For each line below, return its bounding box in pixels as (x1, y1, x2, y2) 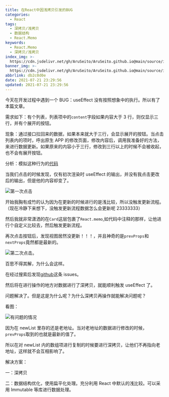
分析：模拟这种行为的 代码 (5, 160, 58, 166)
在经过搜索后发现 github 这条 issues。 (5, 271, 81, 277)
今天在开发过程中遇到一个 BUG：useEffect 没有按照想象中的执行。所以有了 (5, 97, 160, 103)
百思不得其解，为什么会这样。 (5, 260, 67, 267)
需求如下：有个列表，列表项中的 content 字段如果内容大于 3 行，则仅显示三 (5, 114, 158, 120)
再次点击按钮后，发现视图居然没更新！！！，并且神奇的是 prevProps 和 (5, 233, 149, 239)
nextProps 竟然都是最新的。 (5, 239, 61, 245)
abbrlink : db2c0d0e (5, 73, 46, 78)
